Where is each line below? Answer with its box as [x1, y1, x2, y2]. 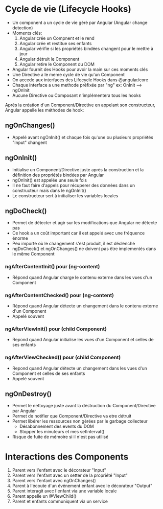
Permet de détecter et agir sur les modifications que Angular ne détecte [12, 220, 158, 226]
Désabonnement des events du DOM [19, 423, 94, 429]
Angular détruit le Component [19, 56, 80, 62]
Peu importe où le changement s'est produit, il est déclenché [12, 241, 136, 247]
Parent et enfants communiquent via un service [12, 498, 108, 505]
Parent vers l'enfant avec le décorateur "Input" [12, 467, 107, 473]
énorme [12, 235, 28, 241]
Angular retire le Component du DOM [19, 61, 94, 67]
